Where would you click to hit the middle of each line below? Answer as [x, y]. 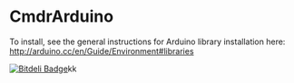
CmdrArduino [62, 17]
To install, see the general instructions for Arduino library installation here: [147, 41]
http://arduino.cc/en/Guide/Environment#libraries [102, 51]
